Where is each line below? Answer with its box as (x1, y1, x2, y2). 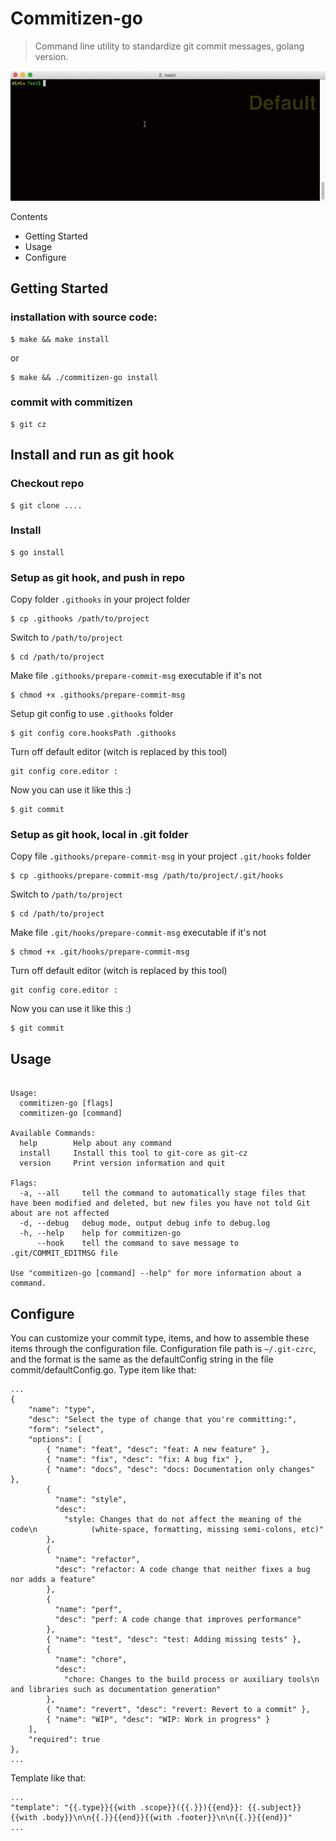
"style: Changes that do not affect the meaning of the (63, 1515, 302, 1525)
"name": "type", (28, 1405, 97, 1415)
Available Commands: (10, 1128, 97, 1139)
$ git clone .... (10, 500, 83, 511)
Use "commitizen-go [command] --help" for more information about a (10, 1268, 302, 1279)
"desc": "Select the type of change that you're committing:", (28, 1415, 298, 1425)
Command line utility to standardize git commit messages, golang (34, 40, 305, 52)
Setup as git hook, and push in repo (10, 570, 185, 584)
